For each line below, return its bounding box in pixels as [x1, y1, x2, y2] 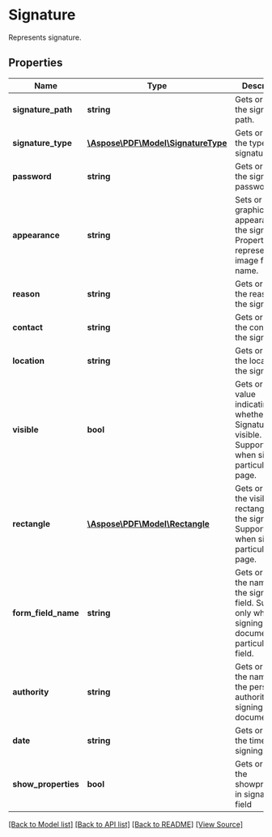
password [12, 170, 52, 181]
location [12, 355, 45, 366]
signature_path [12, 104, 73, 115]
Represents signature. [8, 32, 82, 42]
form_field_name [12, 607, 79, 618]
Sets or [234, 194, 262, 205]
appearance [12, 229, 60, 241]
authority [12, 686, 49, 698]
